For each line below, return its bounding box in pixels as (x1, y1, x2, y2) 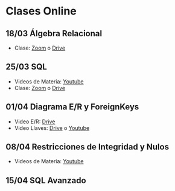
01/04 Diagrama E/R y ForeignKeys (5, 102, 139, 112)
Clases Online (5, 4, 77, 18)
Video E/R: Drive (14, 118, 56, 125)
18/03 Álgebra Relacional (5, 28, 103, 39)
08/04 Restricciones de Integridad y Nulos (5, 142, 170, 152)
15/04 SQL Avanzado (5, 175, 86, 186)
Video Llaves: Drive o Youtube (14, 124, 90, 131)
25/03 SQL (5, 62, 48, 72)
